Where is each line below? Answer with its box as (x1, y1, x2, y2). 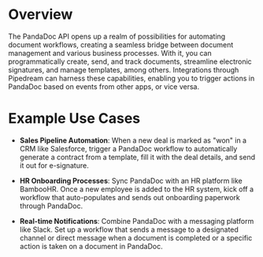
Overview (8, 6, 73, 24)
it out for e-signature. (19, 160, 89, 170)
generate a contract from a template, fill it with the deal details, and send (19, 152, 256, 162)
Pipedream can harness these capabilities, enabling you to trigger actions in (8, 73, 255, 83)
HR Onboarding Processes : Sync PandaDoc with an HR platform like (19, 176, 243, 185)
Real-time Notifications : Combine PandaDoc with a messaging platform (19, 216, 254, 225)
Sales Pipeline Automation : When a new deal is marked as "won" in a (19, 136, 246, 145)
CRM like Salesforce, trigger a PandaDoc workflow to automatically (19, 143, 238, 153)
